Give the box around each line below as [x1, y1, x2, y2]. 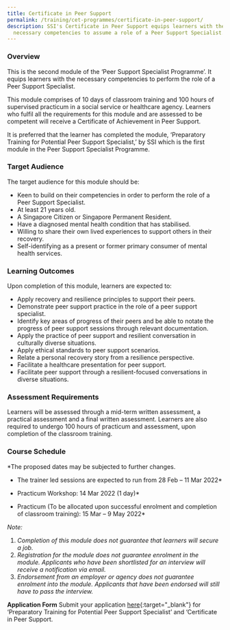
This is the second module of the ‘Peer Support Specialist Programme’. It [7, 67, 212, 75]
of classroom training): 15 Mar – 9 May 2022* [16, 509, 146, 518]
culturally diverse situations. [16, 339, 97, 347]
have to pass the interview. [16, 587, 94, 595]
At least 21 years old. [16, 205, 77, 213]
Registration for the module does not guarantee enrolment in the [16, 550, 199, 559]
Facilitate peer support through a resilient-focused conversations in [16, 368, 207, 376]
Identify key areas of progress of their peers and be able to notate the [16, 317, 214, 326]
